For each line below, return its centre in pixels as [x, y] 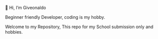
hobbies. [14, 32]
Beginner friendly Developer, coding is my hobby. [55, 17]
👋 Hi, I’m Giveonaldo [26, 8]
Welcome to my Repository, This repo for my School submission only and [79, 27]
